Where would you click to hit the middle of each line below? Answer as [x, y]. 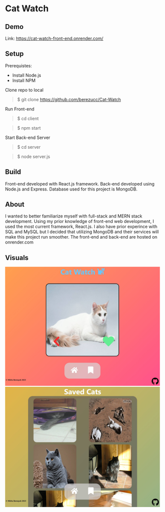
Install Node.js [27, 75]
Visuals [17, 257]
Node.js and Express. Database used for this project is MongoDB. [71, 189]
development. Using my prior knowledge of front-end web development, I [80, 221]
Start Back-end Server [28, 137]
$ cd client [28, 118]
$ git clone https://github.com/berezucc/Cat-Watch [69, 99]
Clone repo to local [24, 90]
